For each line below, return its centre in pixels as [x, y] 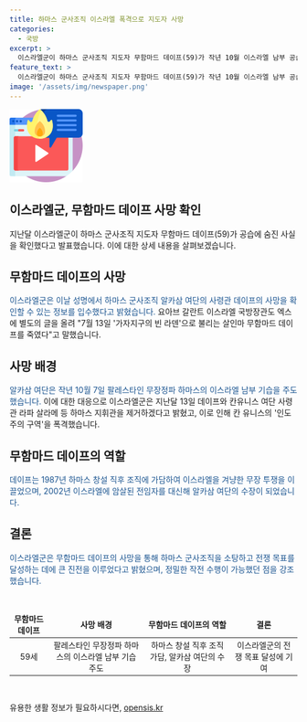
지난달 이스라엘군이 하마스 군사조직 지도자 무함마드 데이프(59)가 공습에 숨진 [144, 234]
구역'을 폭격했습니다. [63, 424]
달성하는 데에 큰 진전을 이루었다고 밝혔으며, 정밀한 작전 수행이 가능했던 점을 [143, 569]
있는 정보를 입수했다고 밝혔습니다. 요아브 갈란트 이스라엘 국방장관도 [156, 312]
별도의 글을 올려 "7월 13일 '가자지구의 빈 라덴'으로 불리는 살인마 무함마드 [148, 324]
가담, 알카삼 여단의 [183, 656]
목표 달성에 [264, 656]
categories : [32, 29]
